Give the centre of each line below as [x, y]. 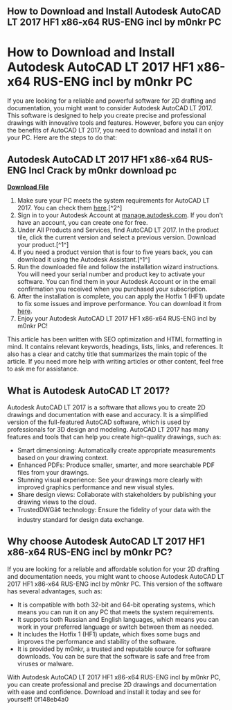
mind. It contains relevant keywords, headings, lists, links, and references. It [115, 347]
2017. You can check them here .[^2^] [70, 208]
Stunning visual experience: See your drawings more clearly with [110, 480]
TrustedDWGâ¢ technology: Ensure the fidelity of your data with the [114, 509]
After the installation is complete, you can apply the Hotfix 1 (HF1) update [121, 296]
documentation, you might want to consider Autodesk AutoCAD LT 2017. [110, 108]
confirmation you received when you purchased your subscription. [112, 289]
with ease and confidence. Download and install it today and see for [104, 692]
